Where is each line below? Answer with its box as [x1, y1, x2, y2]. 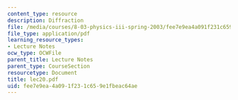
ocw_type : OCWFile [7, 50, 62, 57]
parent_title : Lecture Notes [7, 56, 93, 63]
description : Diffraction [7, 17, 84, 24]
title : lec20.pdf [7, 75, 59, 83]
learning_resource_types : [7, 37, 84, 44]
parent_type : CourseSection [7, 63, 91, 70]
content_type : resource [7, 10, 78, 18]
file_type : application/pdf [7, 30, 91, 37]
